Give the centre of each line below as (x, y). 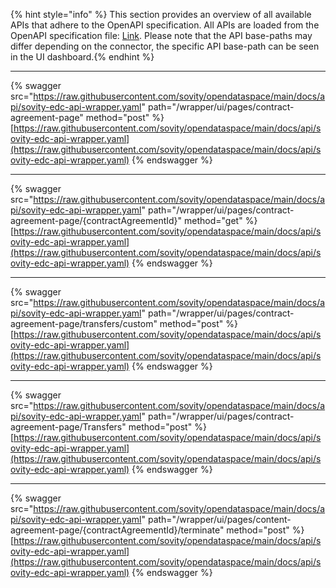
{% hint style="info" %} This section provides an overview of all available (161, 14)
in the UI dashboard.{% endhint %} (82, 57)
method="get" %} (221, 220)
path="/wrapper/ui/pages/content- (219, 519)
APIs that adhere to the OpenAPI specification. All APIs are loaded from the (165, 25)
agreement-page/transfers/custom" (84, 323)
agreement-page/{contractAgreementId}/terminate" (117, 530)
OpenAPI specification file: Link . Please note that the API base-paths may (161, 35)
